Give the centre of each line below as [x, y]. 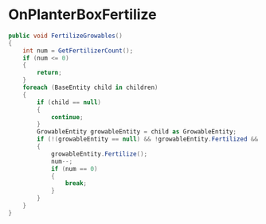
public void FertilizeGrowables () [66, 36]
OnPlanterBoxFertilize [82, 15]
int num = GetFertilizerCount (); [78, 50]
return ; [49, 73]
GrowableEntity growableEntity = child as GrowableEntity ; [137, 132]
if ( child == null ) [69, 102]
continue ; [67, 117]
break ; [76, 183]
